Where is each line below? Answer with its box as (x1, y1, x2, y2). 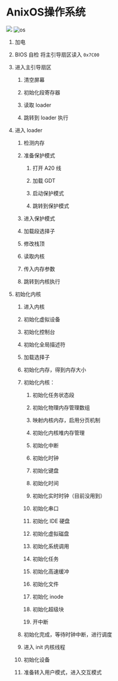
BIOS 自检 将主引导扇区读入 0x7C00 (14, 51, 100, 58)
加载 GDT (32, 177, 56, 184)
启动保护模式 (32, 189, 64, 196)
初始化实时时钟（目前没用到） (32, 492, 106, 499)
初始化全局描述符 (23, 340, 66, 348)
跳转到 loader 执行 (23, 114, 69, 121)
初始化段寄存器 (23, 88, 60, 96)
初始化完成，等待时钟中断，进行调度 (23, 631, 113, 638)
